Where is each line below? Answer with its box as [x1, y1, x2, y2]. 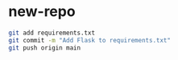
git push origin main [8, 43, 81, 52]
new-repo [8, 2, 76, 21]
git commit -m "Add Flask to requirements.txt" [8, 36, 172, 44]
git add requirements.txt [8, 29, 95, 37]
